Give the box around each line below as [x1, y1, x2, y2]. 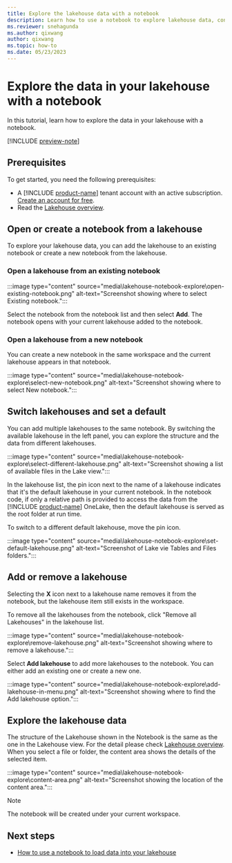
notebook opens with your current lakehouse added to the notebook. [7, 317, 203, 326]
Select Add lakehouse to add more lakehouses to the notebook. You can [7, 659, 214, 667]
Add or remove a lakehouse [7, 571, 128, 583]
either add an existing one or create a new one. [7, 667, 142, 675]
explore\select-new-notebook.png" [7, 378, 108, 387]
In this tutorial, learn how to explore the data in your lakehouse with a [7, 115, 204, 124]
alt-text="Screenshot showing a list [123, 459, 224, 467]
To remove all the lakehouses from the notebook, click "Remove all [7, 610, 197, 619]
